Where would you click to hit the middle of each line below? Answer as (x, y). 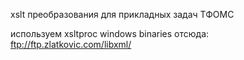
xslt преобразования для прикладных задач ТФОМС (122, 14)
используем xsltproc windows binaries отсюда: (110, 33)
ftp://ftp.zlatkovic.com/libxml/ (71, 44)
